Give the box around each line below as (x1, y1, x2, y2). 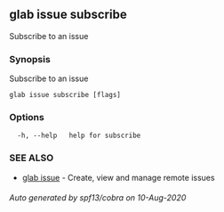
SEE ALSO (9, 151, 54, 164)
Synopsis (9, 53, 51, 65)
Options (9, 111, 44, 124)
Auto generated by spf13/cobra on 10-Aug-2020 (9, 192, 187, 203)
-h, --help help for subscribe (17, 131, 141, 141)
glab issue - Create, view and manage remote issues (21, 172, 215, 183)
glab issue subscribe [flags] (9, 91, 122, 100)
